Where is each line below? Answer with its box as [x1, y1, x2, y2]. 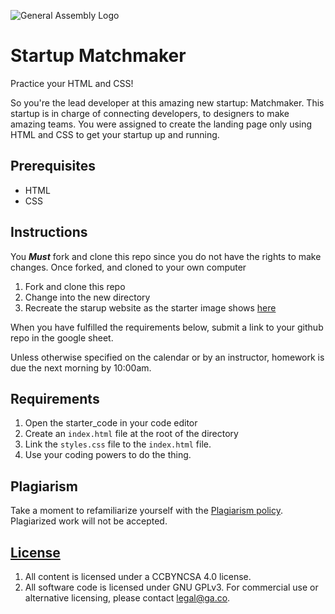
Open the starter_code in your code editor [24, 417, 198, 429]
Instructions [10, 224, 88, 241]
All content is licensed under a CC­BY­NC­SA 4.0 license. [24, 571, 252, 582]
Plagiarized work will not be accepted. [10, 515, 168, 527]
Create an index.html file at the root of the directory [24, 428, 239, 440]
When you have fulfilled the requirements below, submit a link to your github [10, 321, 324, 333]
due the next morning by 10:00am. [10, 361, 152, 374]
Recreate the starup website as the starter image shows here [24, 301, 277, 314]
